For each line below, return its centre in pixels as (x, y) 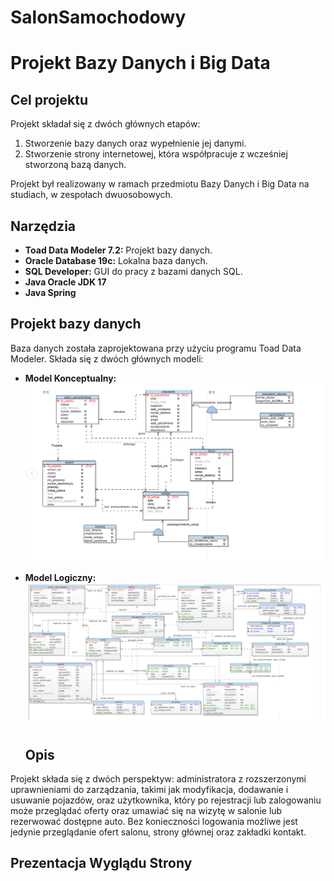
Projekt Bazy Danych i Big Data (140, 63)
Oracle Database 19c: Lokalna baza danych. (116, 260)
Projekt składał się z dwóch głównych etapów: (105, 124)
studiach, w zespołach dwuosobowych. (91, 195)
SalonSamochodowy (98, 17)
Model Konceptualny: (70, 378)
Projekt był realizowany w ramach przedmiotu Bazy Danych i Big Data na (160, 184)
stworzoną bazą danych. (75, 165)
